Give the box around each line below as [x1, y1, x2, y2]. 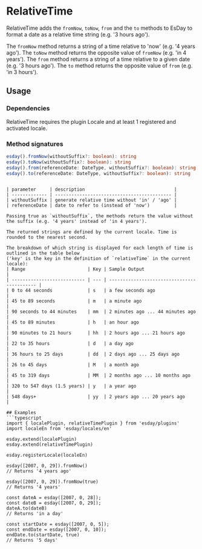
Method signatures [6, 140, 64, 148]
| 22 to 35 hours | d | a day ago [6, 341, 134, 347]
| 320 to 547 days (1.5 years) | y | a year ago [6, 383, 137, 389]
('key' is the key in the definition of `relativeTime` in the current [6, 256, 191, 262]
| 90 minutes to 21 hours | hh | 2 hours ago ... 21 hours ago [6, 330, 186, 336]
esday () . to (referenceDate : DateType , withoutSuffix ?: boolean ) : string [6, 170, 191, 177]
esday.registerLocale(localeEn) [6, 452, 88, 459]
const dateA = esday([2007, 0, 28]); [6, 495, 102, 501]
